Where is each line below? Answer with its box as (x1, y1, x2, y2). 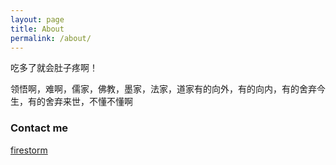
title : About (10, 24, 65, 34)
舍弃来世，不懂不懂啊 (44, 96, 133, 108)
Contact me (10, 121, 69, 135)
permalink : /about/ (10, 33, 92, 43)
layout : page (10, 14, 65, 25)
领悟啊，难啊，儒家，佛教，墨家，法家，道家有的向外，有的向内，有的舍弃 (10, 83, 317, 95)
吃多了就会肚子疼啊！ (10, 62, 98, 74)
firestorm (10, 144, 48, 156)
